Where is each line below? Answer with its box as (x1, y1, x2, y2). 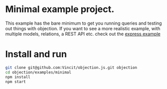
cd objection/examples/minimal (5, 69, 72, 75)
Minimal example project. (5, 4, 115, 15)
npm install (5, 74, 30, 79)
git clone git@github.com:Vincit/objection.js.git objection (5, 65, 138, 70)
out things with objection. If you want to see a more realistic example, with (5, 25, 161, 31)
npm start (5, 79, 26, 84)
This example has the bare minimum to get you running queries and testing (5, 20, 162, 26)
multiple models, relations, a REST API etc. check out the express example (5, 31, 161, 37)
